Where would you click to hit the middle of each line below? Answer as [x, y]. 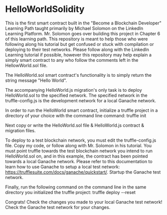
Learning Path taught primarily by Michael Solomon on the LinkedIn [74, 28]
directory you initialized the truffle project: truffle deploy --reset [71, 192]
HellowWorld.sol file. [26, 65]
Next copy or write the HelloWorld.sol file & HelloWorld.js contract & [75, 125]
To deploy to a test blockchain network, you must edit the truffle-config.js [81, 140]
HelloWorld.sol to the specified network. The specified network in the [77, 95]
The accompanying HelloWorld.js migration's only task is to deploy [74, 90]
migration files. [20, 130]
